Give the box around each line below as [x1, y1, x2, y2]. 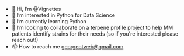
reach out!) [11, 37, 39, 43]
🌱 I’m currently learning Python [11, 18, 86, 24]
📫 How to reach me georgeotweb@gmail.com [11, 43, 124, 50]
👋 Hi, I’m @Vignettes [11, 6, 61, 12]
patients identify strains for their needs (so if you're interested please [11, 30, 179, 37]
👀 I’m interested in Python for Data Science [11, 12, 116, 19]
